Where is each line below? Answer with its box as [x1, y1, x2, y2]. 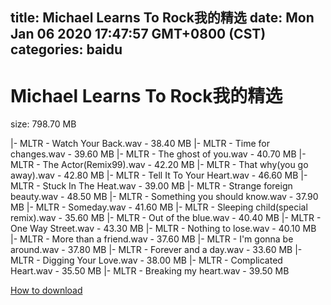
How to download [10, 284, 83, 297]
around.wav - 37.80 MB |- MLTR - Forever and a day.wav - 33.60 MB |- [10, 244, 303, 256]
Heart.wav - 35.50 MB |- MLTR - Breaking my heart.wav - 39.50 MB [10, 265, 290, 277]
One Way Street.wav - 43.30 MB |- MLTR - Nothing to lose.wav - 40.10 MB [10, 223, 317, 235]
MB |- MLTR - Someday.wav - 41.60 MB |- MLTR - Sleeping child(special [10, 201, 308, 213]
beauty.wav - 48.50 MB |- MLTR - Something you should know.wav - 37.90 [10, 191, 319, 203]
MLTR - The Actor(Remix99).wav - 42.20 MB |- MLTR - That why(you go [10, 159, 309, 171]
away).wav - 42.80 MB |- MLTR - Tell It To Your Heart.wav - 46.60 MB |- [10, 169, 308, 182]
